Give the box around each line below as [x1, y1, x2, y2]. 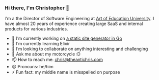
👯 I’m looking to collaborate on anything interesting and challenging [11, 46, 148, 52]
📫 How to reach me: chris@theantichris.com [11, 56, 103, 63]
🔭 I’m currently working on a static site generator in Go [11, 35, 122, 41]
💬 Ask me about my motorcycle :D [11, 51, 80, 57]
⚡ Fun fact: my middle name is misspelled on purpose [11, 69, 120, 75]
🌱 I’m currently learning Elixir [11, 41, 70, 47]
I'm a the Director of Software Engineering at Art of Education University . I [4, 16, 154, 22]
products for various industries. [4, 26, 68, 32]
